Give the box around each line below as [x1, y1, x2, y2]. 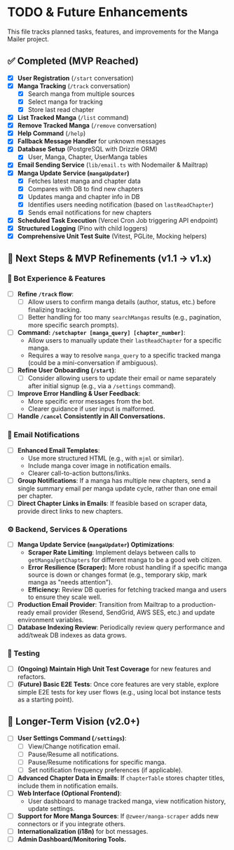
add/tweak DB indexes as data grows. [17, 631, 128, 640]
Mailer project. [7, 34, 49, 43]
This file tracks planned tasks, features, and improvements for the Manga [7, 27, 219, 36]
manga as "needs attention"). [27, 578, 113, 587]
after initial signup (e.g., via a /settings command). [27, 382, 177, 390]
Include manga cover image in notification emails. [27, 461, 172, 469]
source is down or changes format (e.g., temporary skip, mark [27, 570, 207, 579]
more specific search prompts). [27, 320, 119, 329]
